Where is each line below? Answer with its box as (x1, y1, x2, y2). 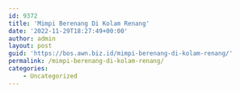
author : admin (8, 34, 57, 43)
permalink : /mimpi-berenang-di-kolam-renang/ (8, 57, 164, 66)
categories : (8, 65, 48, 73)
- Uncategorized (23, 72, 78, 80)
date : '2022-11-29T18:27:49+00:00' (8, 27, 128, 35)
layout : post (8, 42, 53, 50)
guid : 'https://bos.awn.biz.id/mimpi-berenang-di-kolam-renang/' (8, 49, 233, 57)
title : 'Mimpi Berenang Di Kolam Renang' (8, 19, 150, 27)
